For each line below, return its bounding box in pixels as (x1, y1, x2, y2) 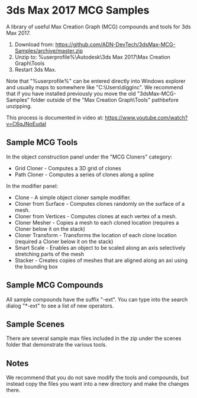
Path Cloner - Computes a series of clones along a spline (14, 171, 154, 178)
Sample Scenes (6, 319, 65, 329)
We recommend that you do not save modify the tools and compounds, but (6, 374, 189, 381)
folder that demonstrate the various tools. (6, 341, 108, 348)
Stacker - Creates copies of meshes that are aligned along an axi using (14, 257, 188, 264)
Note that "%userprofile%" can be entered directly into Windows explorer (6, 77, 186, 85)
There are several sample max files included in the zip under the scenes (6, 335, 182, 342)
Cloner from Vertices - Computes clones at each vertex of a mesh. (14, 212, 177, 219)
